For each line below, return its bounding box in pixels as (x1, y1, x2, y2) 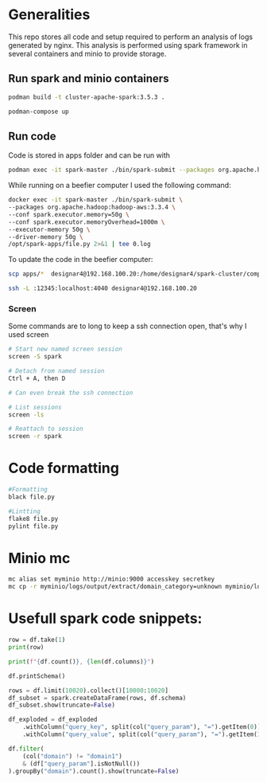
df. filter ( (8, 745, 44, 753)
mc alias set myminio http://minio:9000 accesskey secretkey (8, 575, 215, 583)
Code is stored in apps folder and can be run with (8, 151, 171, 160)
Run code (8, 129, 56, 143)
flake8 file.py (8, 515, 59, 523)
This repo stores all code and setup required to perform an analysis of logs (8, 32, 253, 41)
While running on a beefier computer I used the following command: (8, 181, 232, 190)
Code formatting (8, 460, 119, 477)
